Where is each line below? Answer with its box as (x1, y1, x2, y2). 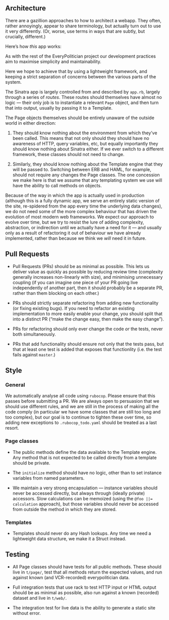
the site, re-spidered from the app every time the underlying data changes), (5, 203, 162, 209)
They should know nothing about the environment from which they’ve (12, 130, 157, 136)
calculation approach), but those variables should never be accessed (12, 501, 159, 507)
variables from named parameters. (12, 475, 85, 481)
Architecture (5, 4, 46, 13)
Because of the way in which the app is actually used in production (5, 192, 145, 198)
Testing (5, 550, 30, 559)
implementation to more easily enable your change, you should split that (12, 311, 163, 317)
